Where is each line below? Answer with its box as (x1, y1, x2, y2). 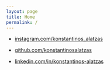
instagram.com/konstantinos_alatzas (14, 36, 104, 43)
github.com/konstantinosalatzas (14, 47, 92, 54)
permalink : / (6, 19, 38, 25)
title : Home (6, 14, 35, 20)
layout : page (6, 8, 38, 15)
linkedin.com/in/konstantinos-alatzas (14, 58, 104, 65)
